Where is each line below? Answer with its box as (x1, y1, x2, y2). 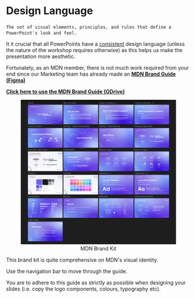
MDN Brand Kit (80, 245, 117, 252)
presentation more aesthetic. (6, 53, 76, 60)
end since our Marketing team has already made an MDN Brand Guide (6, 70, 176, 77)
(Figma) (6, 76, 26, 83)
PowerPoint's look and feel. (6, 30, 77, 36)
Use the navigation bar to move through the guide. (6, 267, 128, 275)
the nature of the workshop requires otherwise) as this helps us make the (6, 46, 183, 53)
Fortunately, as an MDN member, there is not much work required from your (6, 64, 189, 71)
